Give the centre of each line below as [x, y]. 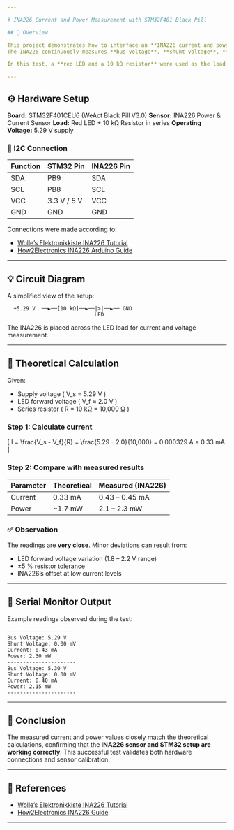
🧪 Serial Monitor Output [59, 602]
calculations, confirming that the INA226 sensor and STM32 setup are [109, 745]
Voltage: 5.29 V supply [41, 130]
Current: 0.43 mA [32, 650]
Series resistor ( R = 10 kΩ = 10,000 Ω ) [73, 409]
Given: [16, 380]
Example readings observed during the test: [70, 618]
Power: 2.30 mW [29, 656]
